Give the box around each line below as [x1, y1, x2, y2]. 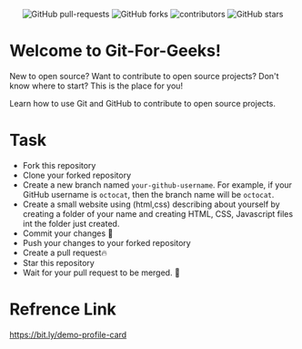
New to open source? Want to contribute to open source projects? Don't [9, 70, 279, 81]
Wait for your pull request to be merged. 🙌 [22, 267, 180, 278]
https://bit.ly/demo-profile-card [9, 329, 127, 340]
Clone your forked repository [22, 169, 132, 180]
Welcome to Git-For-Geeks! [9, 41, 221, 61]
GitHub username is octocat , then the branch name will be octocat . [22, 189, 275, 200]
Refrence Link [9, 299, 116, 320]
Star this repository [22, 257, 96, 268]
